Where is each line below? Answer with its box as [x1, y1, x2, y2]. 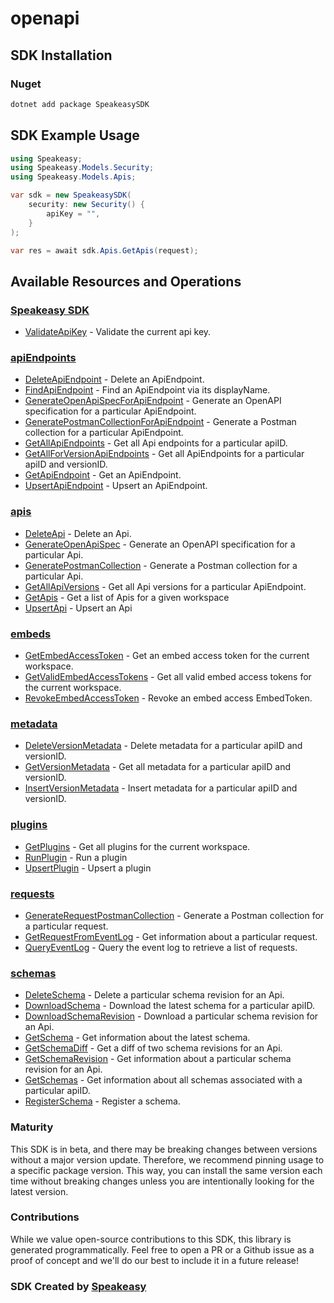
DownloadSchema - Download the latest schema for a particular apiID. [24, 1000, 315, 1012]
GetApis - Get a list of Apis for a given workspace [24, 591, 230, 603]
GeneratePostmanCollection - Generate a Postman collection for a [24, 559, 298, 571]
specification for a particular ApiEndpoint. [24, 405, 197, 417]
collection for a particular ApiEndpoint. [24, 427, 184, 439]
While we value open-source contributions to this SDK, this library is [10, 1233, 292, 1245]
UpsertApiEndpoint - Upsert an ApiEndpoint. [24, 480, 208, 492]
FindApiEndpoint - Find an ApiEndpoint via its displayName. [24, 384, 271, 396]
